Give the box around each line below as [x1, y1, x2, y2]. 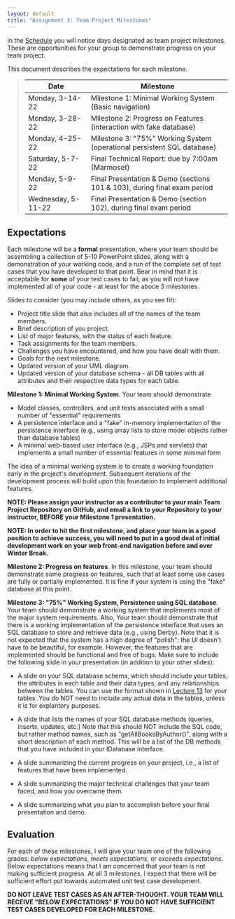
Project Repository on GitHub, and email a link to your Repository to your [7, 506, 222, 514]
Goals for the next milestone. [17, 354, 101, 363]
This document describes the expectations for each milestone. [7, 65, 187, 73]
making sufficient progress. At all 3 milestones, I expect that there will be [7, 869, 217, 878]
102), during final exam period [90, 203, 191, 213]
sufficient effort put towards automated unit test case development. [7, 877, 201, 885]
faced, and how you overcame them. [17, 787, 124, 796]
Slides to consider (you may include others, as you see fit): [7, 296, 177, 304]
